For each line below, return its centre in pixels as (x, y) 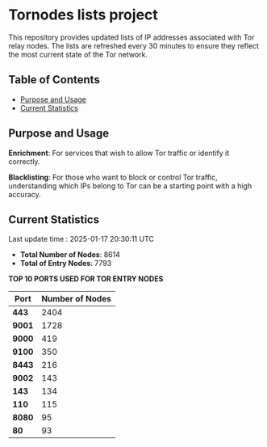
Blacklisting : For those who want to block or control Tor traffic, (113, 177)
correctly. (24, 161)
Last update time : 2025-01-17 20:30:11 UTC (81, 239)
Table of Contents (54, 80)
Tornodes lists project (83, 15)
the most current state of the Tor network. (78, 54)
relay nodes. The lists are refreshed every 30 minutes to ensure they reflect (134, 45)
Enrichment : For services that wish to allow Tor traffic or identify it (119, 153)
